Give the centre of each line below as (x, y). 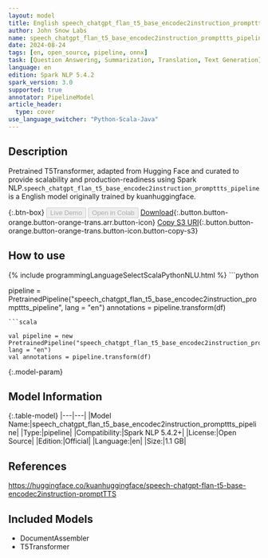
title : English (33, 23)
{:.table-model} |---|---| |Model (60, 416)
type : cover (35, 112)
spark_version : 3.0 (41, 82)
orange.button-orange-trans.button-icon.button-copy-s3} (103, 230)
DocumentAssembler (55, 538)
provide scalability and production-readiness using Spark (102, 179)
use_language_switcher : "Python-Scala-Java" (83, 120)
